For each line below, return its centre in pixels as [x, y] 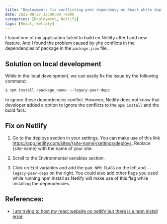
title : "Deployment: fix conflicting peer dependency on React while [79, 10]
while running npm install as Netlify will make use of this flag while [80, 178]
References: [24, 199]
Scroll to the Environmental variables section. [59, 158]
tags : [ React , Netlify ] [30, 24]
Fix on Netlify [26, 126]
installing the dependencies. [41, 183]
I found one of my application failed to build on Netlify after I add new [76, 38]
